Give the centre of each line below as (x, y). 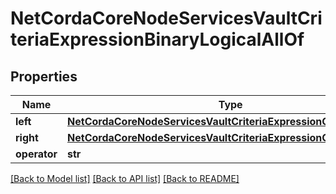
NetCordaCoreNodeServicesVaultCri (166, 18)
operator (36, 154)
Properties (44, 76)
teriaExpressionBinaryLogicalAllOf (157, 39)
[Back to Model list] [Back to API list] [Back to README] (125, 178)
